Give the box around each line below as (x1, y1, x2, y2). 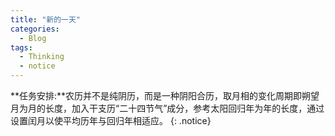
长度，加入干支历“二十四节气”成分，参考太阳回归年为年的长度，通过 (44, 102, 325, 114)
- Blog (19, 33, 47, 43)
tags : (10, 42, 33, 53)
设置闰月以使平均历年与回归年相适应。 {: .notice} (10, 115, 212, 126)
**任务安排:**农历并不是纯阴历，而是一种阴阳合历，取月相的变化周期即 (10, 90, 303, 101)
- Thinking (19, 52, 65, 62)
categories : (10, 24, 60, 34)
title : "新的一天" (10, 14, 82, 25)
